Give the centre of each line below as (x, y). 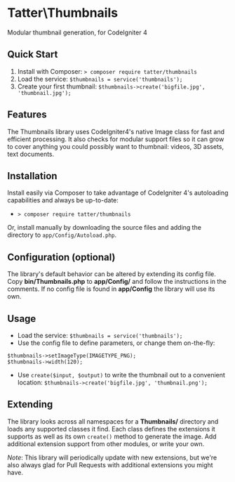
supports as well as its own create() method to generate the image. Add (112, 436)
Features (27, 115)
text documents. (31, 154)
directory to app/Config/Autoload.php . (62, 235)
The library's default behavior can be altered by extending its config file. (112, 274)
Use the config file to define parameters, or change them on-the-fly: (116, 343)
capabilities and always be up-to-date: (63, 200)
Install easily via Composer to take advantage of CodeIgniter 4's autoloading (118, 193)
